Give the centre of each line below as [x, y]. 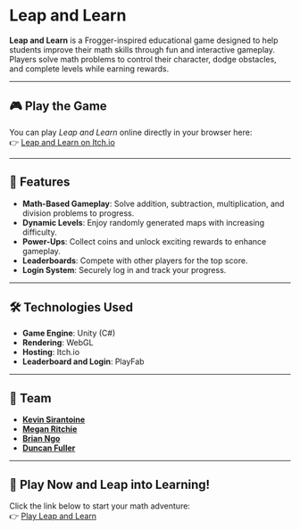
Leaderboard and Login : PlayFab [83, 361]
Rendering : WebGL [58, 343]
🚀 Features [40, 182]
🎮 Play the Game [58, 107]
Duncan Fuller [49, 448]
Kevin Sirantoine [54, 419]
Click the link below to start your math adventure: [100, 506]
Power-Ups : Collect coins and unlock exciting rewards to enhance [144, 241]
